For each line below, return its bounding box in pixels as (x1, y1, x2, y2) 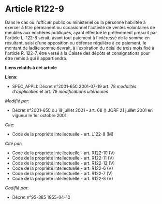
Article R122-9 (5, 3, 64, 15)
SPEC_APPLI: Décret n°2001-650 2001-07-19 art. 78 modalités (12, 83, 137, 89)
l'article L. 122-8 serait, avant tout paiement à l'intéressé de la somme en (5, 35, 150, 41)
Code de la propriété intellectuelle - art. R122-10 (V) (12, 150, 115, 156)
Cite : (5, 122, 15, 128)
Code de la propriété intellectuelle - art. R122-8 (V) (12, 175, 114, 181)
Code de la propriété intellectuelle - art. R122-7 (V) (12, 170, 113, 176)
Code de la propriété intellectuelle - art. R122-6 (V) (12, 165, 114, 171)
